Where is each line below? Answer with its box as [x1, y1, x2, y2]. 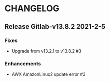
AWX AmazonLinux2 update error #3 [11, 71, 86, 77]
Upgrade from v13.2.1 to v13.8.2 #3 [11, 48, 81, 54]
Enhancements [4, 60, 41, 67]
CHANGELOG [4, 3, 59, 14]
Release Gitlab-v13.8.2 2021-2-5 [4, 22, 106, 31]
